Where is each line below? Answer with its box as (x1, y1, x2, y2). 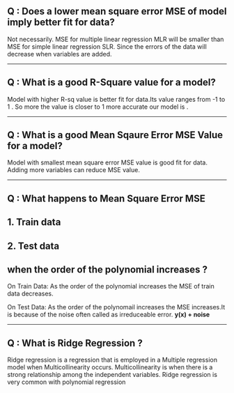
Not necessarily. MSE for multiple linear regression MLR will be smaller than (7, 35, 224, 43)
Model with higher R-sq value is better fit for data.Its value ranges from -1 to (7, 95, 226, 103)
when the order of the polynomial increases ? (7, 264, 208, 275)
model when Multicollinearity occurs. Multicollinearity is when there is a (7, 363, 213, 371)
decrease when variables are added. (7, 49, 113, 58)
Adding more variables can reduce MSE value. (7, 166, 141, 174)
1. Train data (7, 216, 61, 229)
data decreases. (7, 289, 54, 298)
